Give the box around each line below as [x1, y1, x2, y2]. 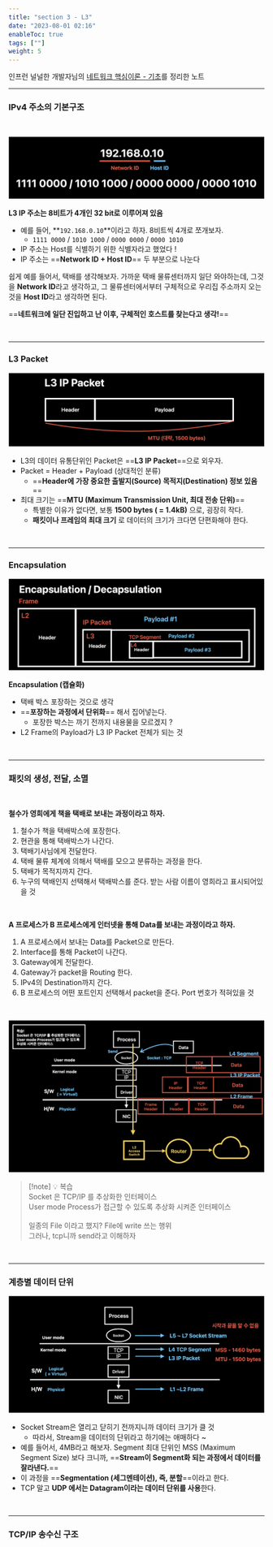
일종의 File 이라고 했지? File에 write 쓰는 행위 [28, 1221, 172, 1230]
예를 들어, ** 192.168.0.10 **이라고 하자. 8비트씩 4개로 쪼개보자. [19, 226, 224, 236]
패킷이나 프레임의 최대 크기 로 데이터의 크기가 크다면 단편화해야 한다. [32, 516, 249, 525]
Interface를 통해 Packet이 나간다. [19, 947, 128, 957]
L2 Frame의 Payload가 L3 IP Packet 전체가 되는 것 [19, 727, 184, 737]
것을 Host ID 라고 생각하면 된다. [8, 292, 108, 302]
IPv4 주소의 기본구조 [8, 102, 85, 113]
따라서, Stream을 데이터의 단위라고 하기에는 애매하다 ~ [32, 1432, 207, 1442]
